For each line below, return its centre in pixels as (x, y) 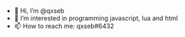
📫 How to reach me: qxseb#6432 (64, 26)
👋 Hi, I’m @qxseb (39, 11)
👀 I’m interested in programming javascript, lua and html (96, 18)
